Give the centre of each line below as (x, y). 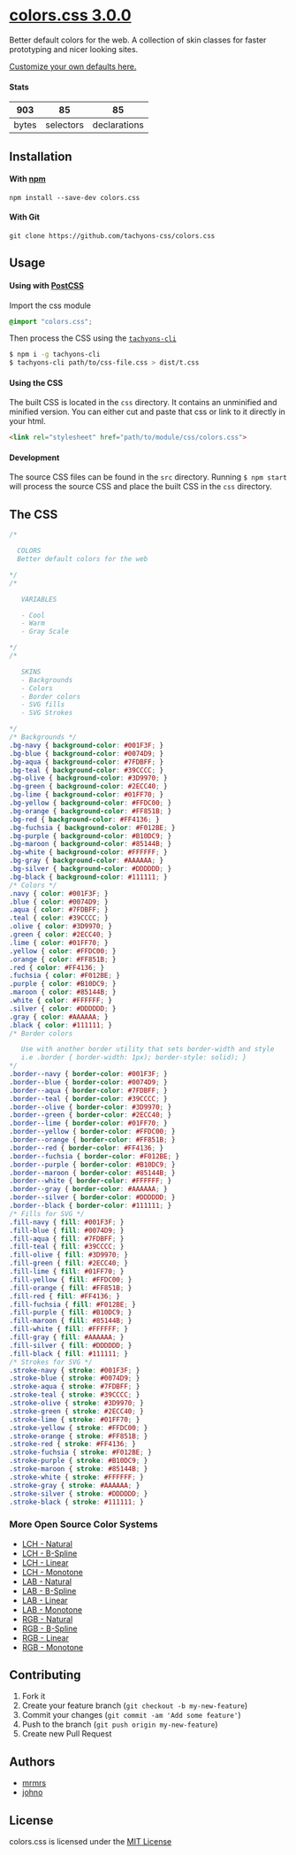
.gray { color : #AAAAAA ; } (59, 1017)
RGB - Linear (45, 1637)
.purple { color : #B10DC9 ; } (63, 984)
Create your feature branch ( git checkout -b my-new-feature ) (135, 1705)
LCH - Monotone (53, 1572)
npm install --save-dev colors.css (75, 197)
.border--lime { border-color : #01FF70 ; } (88, 1124)
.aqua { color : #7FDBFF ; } (59, 910)
